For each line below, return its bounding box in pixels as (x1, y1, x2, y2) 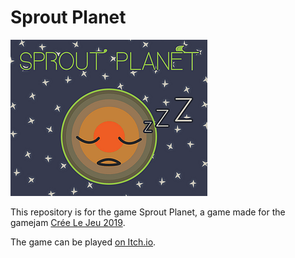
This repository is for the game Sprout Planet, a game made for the (10, 206, 286, 218)
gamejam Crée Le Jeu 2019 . (10, 216, 126, 228)
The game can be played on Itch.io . (10, 236, 157, 248)
